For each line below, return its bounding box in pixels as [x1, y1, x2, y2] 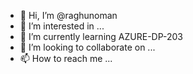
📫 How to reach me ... [19, 53, 113, 64]
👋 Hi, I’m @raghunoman [19, 10, 118, 21]
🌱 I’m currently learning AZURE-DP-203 [19, 31, 183, 42]
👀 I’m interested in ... [19, 20, 105, 32]
